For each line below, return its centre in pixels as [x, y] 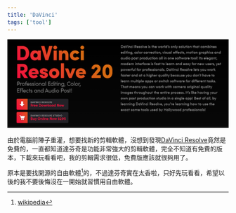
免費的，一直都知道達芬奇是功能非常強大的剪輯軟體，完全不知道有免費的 [112, 149]
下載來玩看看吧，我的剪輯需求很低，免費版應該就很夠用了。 [105, 158]
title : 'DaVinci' [33, 15]
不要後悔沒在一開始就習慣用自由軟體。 [81, 181]
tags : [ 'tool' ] [29, 22]
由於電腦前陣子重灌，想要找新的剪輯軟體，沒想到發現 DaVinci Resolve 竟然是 [117, 140]
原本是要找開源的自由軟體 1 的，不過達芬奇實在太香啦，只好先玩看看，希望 [113, 172]
